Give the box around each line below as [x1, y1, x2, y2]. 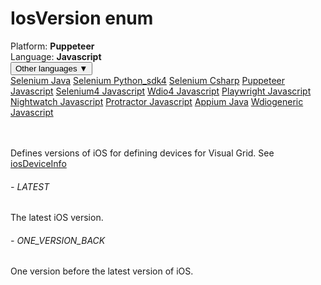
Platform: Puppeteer [10, 40, 95, 52]
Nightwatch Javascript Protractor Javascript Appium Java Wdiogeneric [10, 95, 304, 107]
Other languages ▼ [15, 63, 88, 74]
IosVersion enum [10, 7, 154, 30]
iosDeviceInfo [10, 157, 67, 169]
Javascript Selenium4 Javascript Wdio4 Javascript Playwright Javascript [10, 85, 312, 97]
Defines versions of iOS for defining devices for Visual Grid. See [10, 147, 275, 159]
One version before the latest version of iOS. [10, 265, 194, 277]
